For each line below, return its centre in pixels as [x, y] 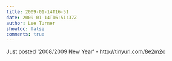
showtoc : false [25, 29]
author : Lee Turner [31, 23]
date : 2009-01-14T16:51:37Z [42, 18]
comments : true [25, 34]
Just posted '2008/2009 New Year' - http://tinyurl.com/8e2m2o [86, 51]
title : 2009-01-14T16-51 [38, 12]
